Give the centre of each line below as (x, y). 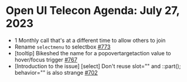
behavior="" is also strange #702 (56, 72)
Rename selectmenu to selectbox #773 (62, 47)
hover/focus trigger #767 (46, 60)
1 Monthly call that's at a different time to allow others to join (90, 40)
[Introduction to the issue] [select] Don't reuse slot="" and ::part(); (97, 66)
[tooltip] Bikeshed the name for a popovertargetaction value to (93, 53)
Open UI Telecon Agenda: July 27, (93, 11)
